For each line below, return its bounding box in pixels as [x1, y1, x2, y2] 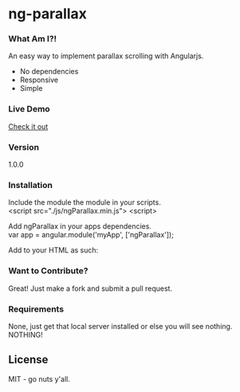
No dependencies [19, 67, 79, 76]
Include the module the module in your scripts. [8, 198, 161, 207]
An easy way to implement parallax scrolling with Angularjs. [8, 51, 204, 61]
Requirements [8, 304, 65, 315]
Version [8, 141, 40, 152]
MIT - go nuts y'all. [8, 374, 70, 383]
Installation [8, 180, 53, 190]
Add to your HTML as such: [8, 245, 99, 255]
